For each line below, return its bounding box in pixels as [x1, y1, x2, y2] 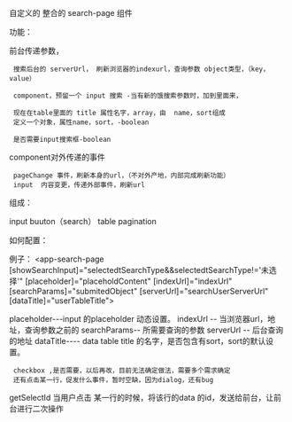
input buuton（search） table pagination [9, 216, 157, 226]
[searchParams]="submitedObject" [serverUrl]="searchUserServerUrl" [9, 286, 269, 296]
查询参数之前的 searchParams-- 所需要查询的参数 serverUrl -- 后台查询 [24, 324, 284, 335]
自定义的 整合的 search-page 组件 [9, 8, 133, 18]
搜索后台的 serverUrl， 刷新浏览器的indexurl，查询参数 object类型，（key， [12, 65, 270, 74]
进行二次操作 [16, 403, 64, 414]
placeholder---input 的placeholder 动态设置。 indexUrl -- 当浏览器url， [9, 314, 268, 324]
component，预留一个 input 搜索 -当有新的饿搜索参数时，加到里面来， [12, 91, 243, 100]
